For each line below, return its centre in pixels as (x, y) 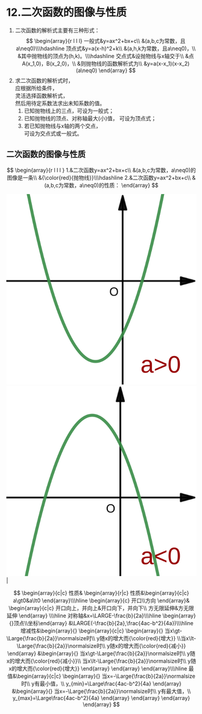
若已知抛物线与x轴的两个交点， (62, 126)
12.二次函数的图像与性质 (67, 12)
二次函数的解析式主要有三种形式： (57, 30)
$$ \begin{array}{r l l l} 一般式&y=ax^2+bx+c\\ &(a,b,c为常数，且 (106, 41)
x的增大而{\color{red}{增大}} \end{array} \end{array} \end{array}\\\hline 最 (101, 668)
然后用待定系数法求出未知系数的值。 (60, 103)
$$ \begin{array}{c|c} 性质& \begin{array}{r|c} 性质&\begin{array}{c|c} (101, 592)
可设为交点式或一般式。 (53, 133)
